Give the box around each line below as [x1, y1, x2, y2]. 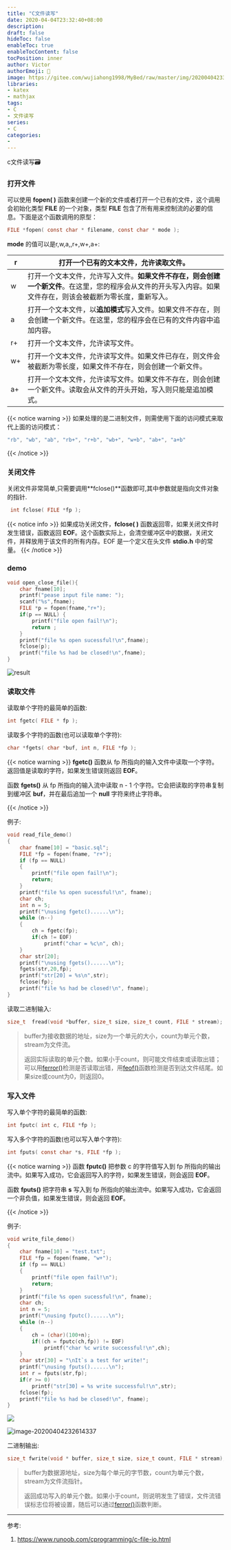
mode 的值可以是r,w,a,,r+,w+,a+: [7, 240, 100, 248]
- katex [7, 87, 30, 94]
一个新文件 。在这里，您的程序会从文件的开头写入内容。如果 [27, 282, 221, 291]
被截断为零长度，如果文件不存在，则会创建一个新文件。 [27, 362, 207, 372]
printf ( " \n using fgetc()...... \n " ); [19, 908, 125, 915]
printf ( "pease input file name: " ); [19, 592, 125, 599]
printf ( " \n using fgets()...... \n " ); [19, 959, 125, 966]
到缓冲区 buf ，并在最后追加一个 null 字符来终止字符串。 [7, 789, 166, 798]
